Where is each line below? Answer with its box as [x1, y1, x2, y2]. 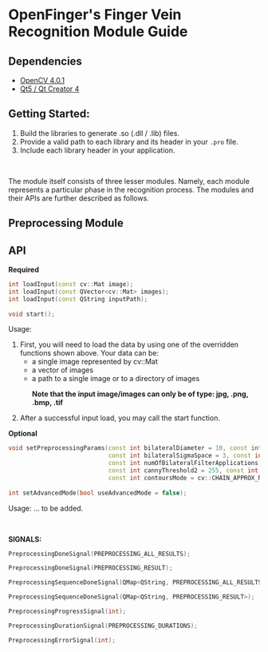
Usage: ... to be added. [8, 503, 84, 513]
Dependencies [8, 54, 82, 68]
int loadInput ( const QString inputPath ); [8, 295, 148, 303]
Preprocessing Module [8, 217, 124, 230]
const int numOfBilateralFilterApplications [108, 459, 259, 467]
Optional [8, 429, 37, 439]
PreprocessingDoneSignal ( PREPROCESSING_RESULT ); [8, 564, 173, 572]
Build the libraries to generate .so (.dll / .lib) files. [19, 128, 179, 137]
